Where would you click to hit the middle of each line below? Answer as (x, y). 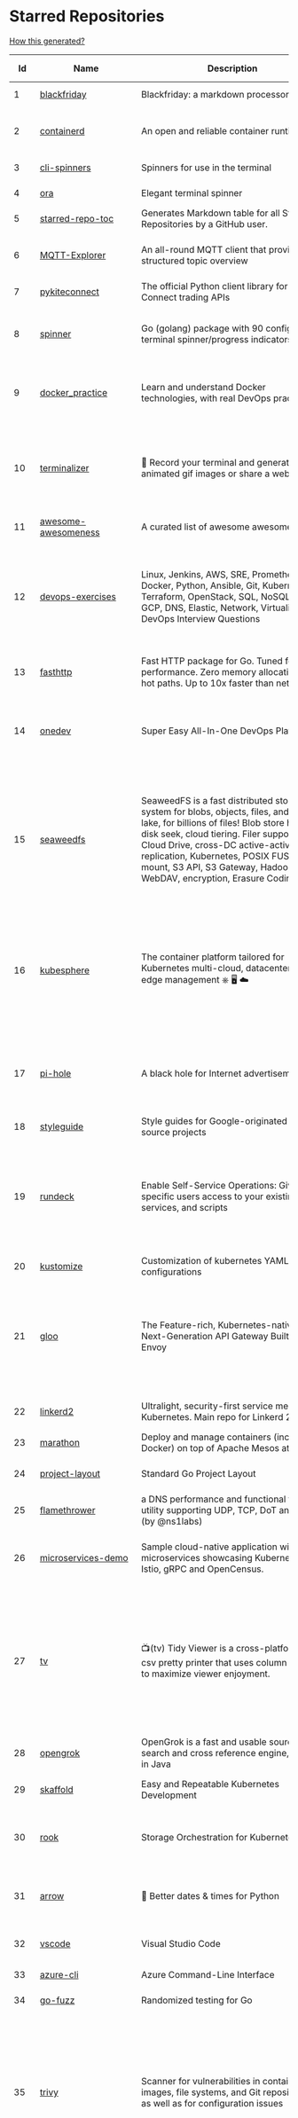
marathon (59, 1442)
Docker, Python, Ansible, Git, (201, 585)
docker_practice (74, 392)
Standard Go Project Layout (199, 1473)
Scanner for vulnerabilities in (201, 2081)
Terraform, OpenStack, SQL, (200, 596)
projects (189, 1132)
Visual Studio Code (181, 1943)
